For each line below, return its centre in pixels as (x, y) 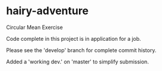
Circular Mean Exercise (35, 27)
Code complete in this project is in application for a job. (74, 38)
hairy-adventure (47, 11)
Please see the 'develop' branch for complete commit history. (81, 50)
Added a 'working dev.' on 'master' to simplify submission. (78, 62)
